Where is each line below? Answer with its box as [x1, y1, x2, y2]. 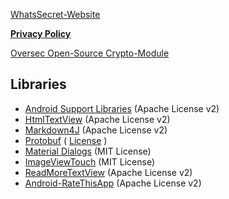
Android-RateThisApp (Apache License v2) [24, 177, 202, 189]
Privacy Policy [10, 28, 72, 39]
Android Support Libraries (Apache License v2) [24, 102, 220, 114]
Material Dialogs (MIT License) [24, 145, 152, 157]
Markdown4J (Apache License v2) [24, 124, 168, 136]
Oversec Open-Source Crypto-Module [10, 47, 170, 59]
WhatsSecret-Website [10, 9, 101, 20]
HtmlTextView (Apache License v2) [24, 113, 171, 125]
